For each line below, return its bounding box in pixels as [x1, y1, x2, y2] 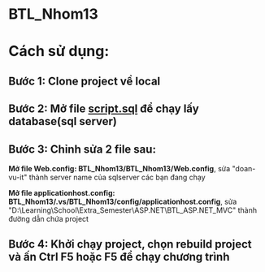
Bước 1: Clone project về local [8, 74, 161, 88]
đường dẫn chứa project [8, 214, 89, 223]
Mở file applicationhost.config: [8, 188, 115, 197]
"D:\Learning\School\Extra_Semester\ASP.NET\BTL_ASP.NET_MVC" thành [8, 205, 258, 215]
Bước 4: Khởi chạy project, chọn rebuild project [8, 237, 252, 252]
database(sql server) [8, 114, 118, 128]
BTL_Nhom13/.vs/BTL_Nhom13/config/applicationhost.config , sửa [8, 196, 237, 206]
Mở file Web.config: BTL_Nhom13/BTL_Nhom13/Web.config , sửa [8, 163, 231, 173]
